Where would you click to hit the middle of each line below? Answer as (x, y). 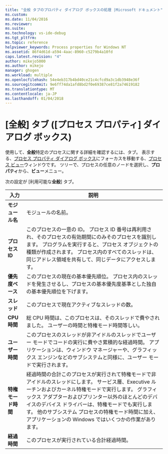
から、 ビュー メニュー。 (42, 171)
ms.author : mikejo (24, 66)
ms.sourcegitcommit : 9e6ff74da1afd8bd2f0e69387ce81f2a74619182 (72, 84)
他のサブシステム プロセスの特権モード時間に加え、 (98, 412)
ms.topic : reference (27, 43)
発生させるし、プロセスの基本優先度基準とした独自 (96, 284)
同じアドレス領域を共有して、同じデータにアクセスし (88, 260)
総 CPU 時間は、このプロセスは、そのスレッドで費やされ (93, 318)
